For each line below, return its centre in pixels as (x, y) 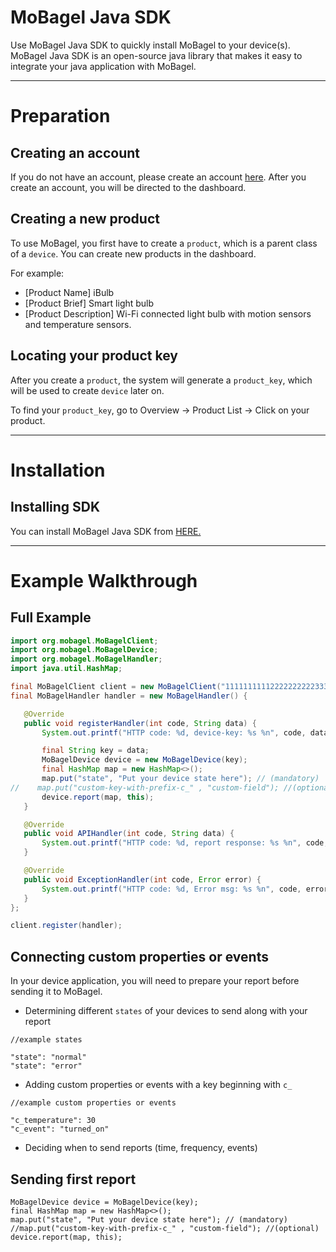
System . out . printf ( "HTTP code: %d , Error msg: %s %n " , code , (171, 889)
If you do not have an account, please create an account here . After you (158, 177)
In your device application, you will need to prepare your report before (155, 981)
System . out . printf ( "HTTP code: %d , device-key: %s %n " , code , (174, 732)
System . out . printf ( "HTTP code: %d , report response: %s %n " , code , (185, 843)
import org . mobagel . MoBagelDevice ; (84, 650)
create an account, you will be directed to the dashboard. (128, 187)
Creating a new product (85, 219)
